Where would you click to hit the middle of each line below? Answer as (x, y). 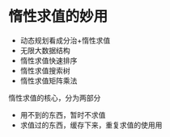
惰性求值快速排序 (49, 60)
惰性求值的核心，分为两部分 (55, 98)
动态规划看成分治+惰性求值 (65, 40)
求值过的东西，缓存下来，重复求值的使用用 (91, 125)
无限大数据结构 (45, 50)
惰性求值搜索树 (45, 70)
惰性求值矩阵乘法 (49, 81)
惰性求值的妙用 (58, 17)
